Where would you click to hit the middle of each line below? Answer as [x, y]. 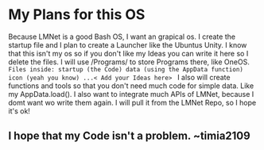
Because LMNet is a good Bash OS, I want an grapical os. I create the [122, 37]
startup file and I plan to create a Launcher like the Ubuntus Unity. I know [128, 44]
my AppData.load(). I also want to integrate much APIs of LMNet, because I [131, 94]
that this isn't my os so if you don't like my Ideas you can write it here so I [128, 53]
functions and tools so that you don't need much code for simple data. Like [131, 86]
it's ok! [19, 111]
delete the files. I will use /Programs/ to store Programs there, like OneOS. [129, 62]
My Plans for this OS [77, 15]
